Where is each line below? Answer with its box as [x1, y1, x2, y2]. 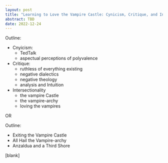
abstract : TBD [5, 16, 35, 21]
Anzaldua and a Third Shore [12, 143, 70, 149]
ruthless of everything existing [19, 66, 83, 72]
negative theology [19, 76, 57, 82]
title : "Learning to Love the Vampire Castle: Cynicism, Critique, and [5, 12, 157, 17]
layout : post [5, 7, 32, 12]
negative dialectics [19, 71, 59, 77]
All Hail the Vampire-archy [12, 137, 66, 143]
